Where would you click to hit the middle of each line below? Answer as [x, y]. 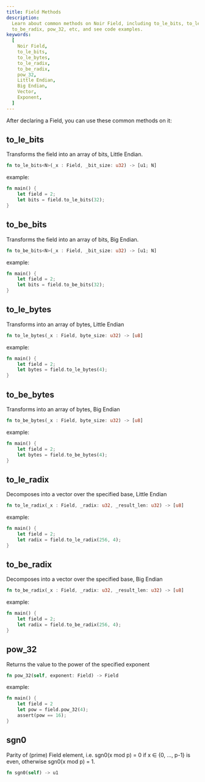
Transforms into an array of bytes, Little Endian [65, 324]
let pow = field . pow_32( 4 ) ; [53, 710]
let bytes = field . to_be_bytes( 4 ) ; [63, 455]
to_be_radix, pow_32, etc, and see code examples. [77, 29]
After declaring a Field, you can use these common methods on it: [89, 121]
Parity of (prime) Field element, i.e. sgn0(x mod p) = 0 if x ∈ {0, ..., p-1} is [99, 755]
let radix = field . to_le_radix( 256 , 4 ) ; [69, 540]
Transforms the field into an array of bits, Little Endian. [75, 154]
